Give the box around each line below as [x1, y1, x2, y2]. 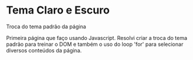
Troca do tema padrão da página [6, 23, 86, 30]
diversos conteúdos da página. [6, 46, 82, 54]
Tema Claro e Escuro [6, 4, 110, 17]
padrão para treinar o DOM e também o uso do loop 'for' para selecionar [6, 41, 183, 48]
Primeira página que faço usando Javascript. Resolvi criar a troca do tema [6, 34, 188, 41]
